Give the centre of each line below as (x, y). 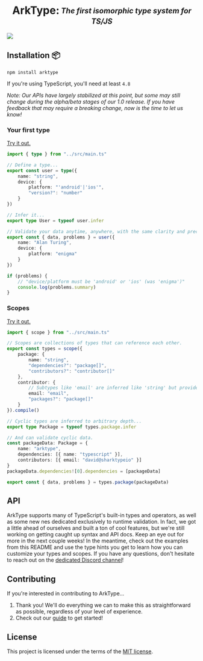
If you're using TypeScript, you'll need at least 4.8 (69, 83)
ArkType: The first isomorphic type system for (102, 11)
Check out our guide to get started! (59, 618)
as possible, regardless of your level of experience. (79, 612)
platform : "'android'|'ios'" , (66, 187)
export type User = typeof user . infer (55, 220)
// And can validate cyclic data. (50, 438)
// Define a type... (33, 165)
